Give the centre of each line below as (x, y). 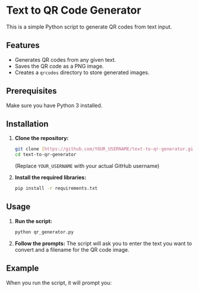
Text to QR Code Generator (74, 10)
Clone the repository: (42, 138)
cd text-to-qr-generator (45, 155)
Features (23, 45)
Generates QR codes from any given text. (65, 59)
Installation (27, 124)
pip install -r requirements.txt (56, 188)
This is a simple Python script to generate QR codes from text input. (89, 27)
